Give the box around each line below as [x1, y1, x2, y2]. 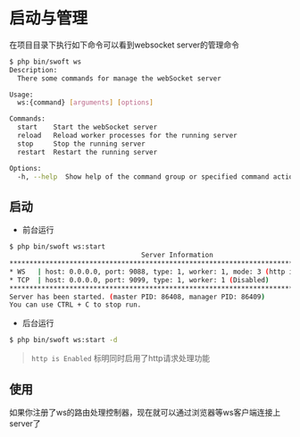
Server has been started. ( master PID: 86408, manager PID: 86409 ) [9, 292, 266, 301]
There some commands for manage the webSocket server [17, 73, 221, 83]
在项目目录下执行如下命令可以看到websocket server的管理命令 [9, 39, 239, 50]
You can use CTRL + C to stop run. [9, 300, 142, 309]
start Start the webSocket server [17, 122, 158, 132]
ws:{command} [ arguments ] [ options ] [17, 98, 154, 107]
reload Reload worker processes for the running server [17, 131, 238, 140]
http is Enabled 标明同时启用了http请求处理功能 [30, 353, 211, 364]
